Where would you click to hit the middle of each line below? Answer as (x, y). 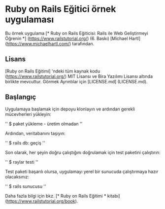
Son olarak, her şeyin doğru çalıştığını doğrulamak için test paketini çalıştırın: (83, 152)
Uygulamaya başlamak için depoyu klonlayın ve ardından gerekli (70, 109)
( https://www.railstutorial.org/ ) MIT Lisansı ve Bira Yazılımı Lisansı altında (79, 76)
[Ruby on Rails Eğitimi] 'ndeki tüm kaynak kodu (52, 71)
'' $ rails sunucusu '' (26, 186)
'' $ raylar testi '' (22, 162)
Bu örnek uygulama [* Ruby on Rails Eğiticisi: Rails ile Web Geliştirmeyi (77, 33)
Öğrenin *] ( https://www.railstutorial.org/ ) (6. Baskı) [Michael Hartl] (73, 38)
